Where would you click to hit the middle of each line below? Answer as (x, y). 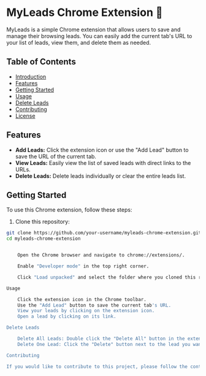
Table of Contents (41, 62)
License (25, 115)
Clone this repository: (42, 222)
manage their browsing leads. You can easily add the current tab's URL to (99, 36)
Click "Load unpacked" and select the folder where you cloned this (107, 277)
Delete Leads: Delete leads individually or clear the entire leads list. (100, 176)
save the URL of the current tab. (56, 156)
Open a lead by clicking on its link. (67, 317)
